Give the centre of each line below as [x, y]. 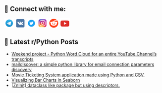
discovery [22, 69]
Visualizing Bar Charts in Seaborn [46, 80]
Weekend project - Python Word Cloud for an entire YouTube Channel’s [84, 54]
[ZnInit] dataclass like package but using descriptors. [66, 85]
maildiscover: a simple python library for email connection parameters [83, 64]
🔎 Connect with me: [35, 9]
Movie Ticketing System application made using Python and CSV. [78, 75]
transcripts [22, 59]
